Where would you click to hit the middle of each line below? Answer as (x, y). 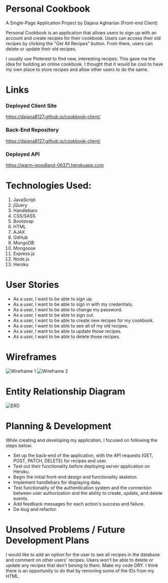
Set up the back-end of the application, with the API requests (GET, (83, 455)
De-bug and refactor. (35, 509)
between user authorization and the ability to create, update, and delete (88, 493)
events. (21, 498)
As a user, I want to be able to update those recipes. (67, 331)
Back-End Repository (32, 130)
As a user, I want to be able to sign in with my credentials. (73, 304)
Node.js (21, 259)
